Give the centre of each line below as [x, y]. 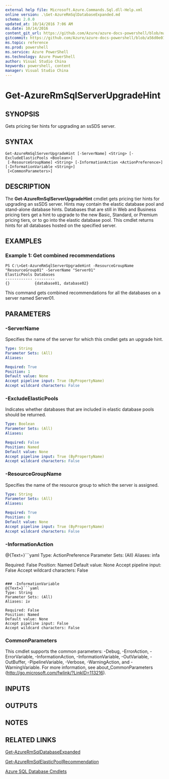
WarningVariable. [23, 667]
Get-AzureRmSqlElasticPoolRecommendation [52, 762]
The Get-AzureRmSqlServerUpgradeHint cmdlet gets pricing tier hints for [82, 199]
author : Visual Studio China [36, 61]
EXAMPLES [23, 241]
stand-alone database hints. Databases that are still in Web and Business [81, 209]
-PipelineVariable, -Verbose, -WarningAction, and [78, 662]
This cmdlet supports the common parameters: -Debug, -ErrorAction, [77, 651]
